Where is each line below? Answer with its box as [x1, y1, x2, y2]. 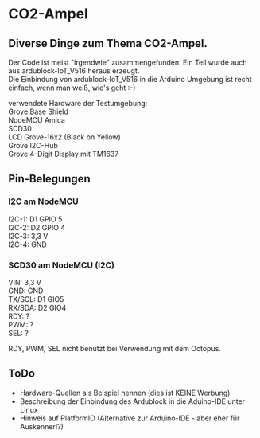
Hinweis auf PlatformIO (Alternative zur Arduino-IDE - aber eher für [19, 413, 240, 423]
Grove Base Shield [8, 107, 69, 116]
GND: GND [8, 286, 44, 295]
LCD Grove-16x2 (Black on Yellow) [8, 132, 121, 142]
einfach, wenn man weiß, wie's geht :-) [8, 83, 136, 92]
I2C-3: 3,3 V [8, 231, 49, 241]
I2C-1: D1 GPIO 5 [8, 214, 63, 224]
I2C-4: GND [8, 240, 48, 249]
